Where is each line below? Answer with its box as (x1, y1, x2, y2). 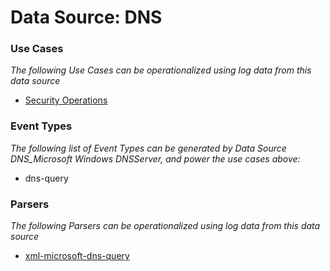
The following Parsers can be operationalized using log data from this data (10, 220, 321, 232)
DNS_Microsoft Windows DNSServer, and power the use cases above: (10, 152, 301, 165)
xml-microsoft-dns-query (24, 250, 130, 262)
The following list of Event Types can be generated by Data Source (10, 142, 287, 154)
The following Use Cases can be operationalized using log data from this (10, 64, 312, 76)
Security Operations (24, 94, 108, 106)
